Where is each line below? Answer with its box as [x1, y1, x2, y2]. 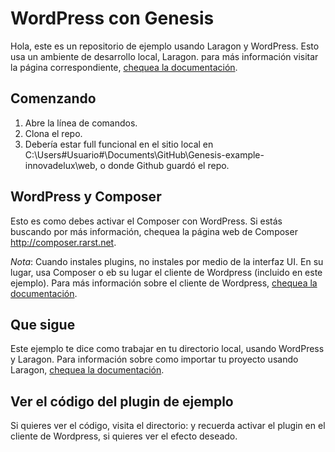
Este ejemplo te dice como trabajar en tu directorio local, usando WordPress [10, 343, 325, 355]
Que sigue [10, 316, 76, 333]
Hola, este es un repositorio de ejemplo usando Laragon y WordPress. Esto [10, 40, 320, 52]
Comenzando [10, 90, 97, 107]
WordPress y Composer [10, 188, 162, 206]
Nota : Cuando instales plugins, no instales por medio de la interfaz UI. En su [10, 255, 324, 267]
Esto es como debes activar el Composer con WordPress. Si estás [10, 215, 283, 227]
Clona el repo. [24, 127, 83, 139]
